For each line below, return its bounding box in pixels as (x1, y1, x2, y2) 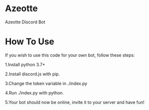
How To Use (5, 36, 55, 47)
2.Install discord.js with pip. (5, 71, 60, 77)
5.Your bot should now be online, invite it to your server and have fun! (5, 99, 145, 105)
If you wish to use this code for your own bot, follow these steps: (5, 52, 135, 58)
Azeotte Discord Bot (5, 19, 45, 25)
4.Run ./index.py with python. (5, 90, 64, 95)
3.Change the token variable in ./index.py (5, 80, 88, 86)
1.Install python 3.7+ (5, 61, 45, 67)
